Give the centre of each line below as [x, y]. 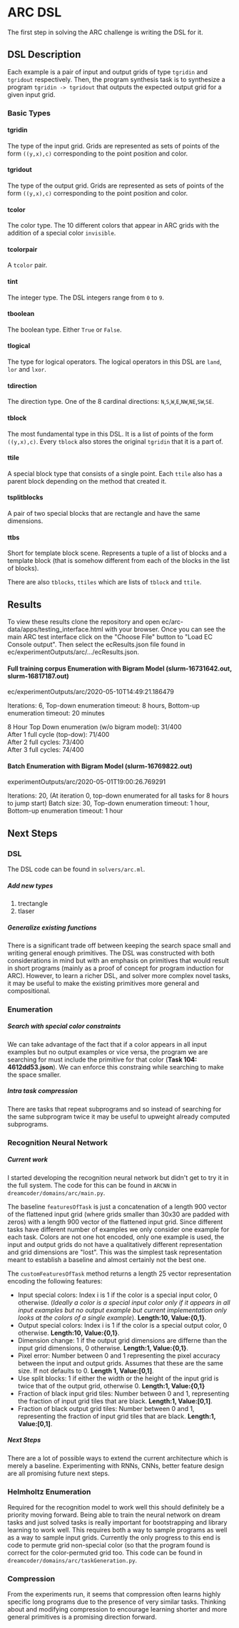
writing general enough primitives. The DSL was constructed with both [111, 952]
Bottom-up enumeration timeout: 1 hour [65, 811]
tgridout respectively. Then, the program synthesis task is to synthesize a [117, 79]
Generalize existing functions [52, 927]
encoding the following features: [55, 1281]
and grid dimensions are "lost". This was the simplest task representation [115, 1252]
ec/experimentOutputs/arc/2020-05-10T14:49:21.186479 [91, 692]
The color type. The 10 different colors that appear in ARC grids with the [113, 225]
